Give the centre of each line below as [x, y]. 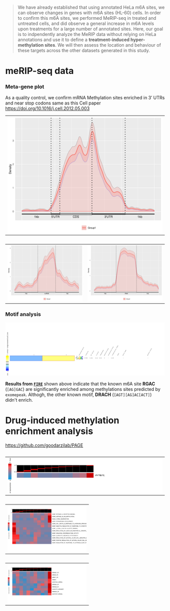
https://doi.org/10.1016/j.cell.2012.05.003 [48, 109]
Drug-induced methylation [62, 420]
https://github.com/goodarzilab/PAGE [44, 445]
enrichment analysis [49, 431]
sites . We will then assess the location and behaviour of [103, 45]
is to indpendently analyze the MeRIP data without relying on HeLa [87, 34]
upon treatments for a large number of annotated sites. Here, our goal [90, 29]
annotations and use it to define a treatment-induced [74, 40]
